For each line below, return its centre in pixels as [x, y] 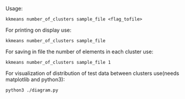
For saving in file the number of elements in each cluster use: [80, 52]
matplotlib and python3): [35, 79]
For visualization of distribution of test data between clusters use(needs [92, 73]
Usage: [14, 8]
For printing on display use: [38, 30]
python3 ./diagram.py [32, 90]
